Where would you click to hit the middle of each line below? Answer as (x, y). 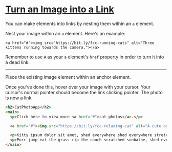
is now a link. (19, 98)
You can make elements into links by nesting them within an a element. (80, 24)
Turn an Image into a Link (60, 9)
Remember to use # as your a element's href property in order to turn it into (85, 57)
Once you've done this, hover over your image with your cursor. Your (78, 87)
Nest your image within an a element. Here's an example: (65, 33)
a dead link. (17, 62)
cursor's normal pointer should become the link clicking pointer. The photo (84, 92)
